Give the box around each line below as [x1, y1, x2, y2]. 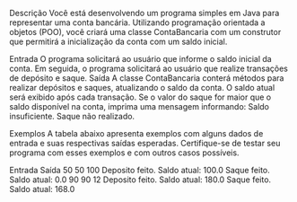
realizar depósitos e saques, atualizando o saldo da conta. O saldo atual [9, 83, 275, 92]
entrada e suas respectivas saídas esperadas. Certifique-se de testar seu [9, 138, 281, 148]
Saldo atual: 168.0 [9, 184, 75, 194]
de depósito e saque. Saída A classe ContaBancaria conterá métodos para [9, 73, 284, 83]
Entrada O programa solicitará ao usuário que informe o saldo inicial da [9, 54, 272, 64]
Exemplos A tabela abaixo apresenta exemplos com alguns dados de [9, 128, 264, 138]
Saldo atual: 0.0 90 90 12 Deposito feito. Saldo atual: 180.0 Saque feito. [9, 174, 272, 185]
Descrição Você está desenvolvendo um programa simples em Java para [9, 8, 280, 18]
